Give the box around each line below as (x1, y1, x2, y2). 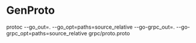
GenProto (6, 4, 55, 17)
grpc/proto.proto (88, 29, 130, 36)
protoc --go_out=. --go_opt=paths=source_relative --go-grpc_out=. (6, 23, 175, 30)
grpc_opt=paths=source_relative (6, 29, 87, 36)
